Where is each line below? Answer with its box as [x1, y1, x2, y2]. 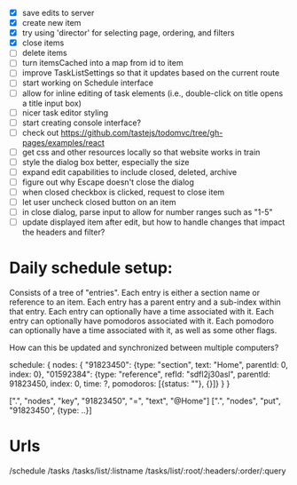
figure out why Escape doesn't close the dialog [21, 177, 195, 187]
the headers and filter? [21, 227, 106, 238]
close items [21, 37, 65, 48]
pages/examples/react [21, 137, 105, 147]
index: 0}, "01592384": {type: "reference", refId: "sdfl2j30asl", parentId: [9, 369, 270, 380]
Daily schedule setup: [9, 258, 173, 278]
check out [21, 127, 59, 138]
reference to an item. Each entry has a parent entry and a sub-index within [9, 297, 281, 307]
